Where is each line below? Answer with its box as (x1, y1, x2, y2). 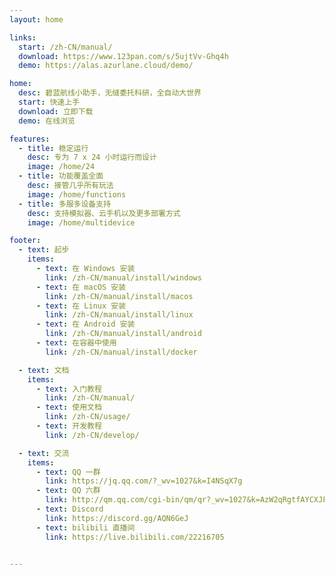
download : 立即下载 (18, 106, 94, 116)
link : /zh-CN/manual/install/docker (45, 347, 198, 357)
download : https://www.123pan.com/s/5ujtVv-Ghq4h (18, 51, 229, 61)
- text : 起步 (18, 245, 70, 255)
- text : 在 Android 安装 (35, 319, 136, 330)
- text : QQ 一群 (35, 467, 101, 477)
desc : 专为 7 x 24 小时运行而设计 (27, 152, 157, 163)
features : (9, 134, 51, 144)
